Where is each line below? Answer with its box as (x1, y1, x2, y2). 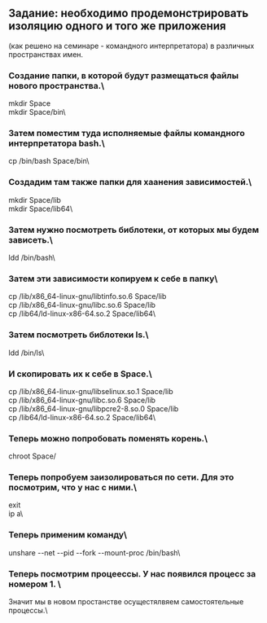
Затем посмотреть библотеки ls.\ (8, 329, 149, 340)
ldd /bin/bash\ (8, 252, 55, 262)
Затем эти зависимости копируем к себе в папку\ (8, 273, 218, 284)
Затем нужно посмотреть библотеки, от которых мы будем (8, 224, 259, 235)
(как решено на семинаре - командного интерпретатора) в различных (8, 41, 255, 50)
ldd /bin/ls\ (8, 348, 45, 358)
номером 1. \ (8, 578, 61, 590)
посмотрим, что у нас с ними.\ (8, 482, 137, 494)
